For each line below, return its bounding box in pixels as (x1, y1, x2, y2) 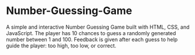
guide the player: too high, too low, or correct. (6, 42, 117, 49)
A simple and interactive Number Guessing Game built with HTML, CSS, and (6, 23, 190, 30)
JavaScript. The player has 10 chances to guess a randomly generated (6, 29, 176, 36)
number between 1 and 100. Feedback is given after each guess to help (6, 36, 178, 43)
